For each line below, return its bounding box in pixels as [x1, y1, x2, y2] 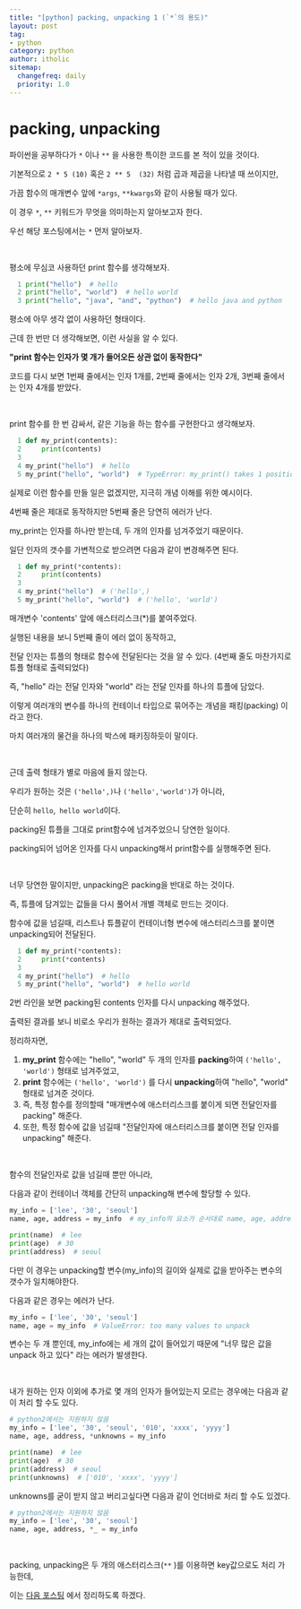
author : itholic [9, 55, 70, 64]
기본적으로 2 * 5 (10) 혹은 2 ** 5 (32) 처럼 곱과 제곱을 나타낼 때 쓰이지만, [9, 168, 279, 179]
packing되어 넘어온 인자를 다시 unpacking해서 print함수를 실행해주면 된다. [9, 843, 271, 853]
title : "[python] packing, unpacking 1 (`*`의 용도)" [9, 13, 209, 22]
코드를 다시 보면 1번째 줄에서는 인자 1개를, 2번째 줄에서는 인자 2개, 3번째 [9, 371, 262, 382]
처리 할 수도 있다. [18, 1397, 79, 1408]
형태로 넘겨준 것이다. [21, 1088, 95, 1099]
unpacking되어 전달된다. [9, 929, 97, 939]
